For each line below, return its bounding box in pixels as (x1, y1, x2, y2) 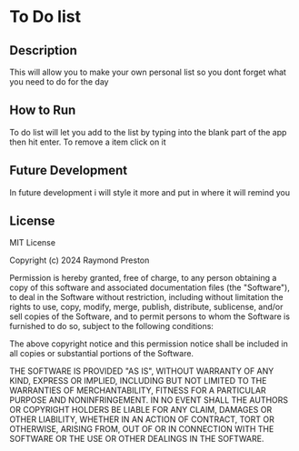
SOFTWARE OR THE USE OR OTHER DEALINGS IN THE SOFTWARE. (9, 434, 264, 445)
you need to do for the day (9, 76, 109, 87)
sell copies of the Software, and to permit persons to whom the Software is (9, 311, 291, 322)
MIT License (9, 237, 56, 248)
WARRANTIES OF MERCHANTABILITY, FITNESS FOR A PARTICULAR (9, 385, 266, 396)
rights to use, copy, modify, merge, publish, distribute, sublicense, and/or (9, 302, 284, 313)
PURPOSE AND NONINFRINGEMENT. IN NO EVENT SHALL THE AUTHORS (9, 395, 289, 406)
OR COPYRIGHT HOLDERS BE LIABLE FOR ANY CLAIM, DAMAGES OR (9, 405, 273, 416)
